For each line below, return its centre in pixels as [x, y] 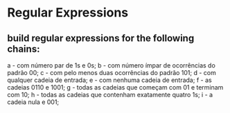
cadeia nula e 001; [33, 102]
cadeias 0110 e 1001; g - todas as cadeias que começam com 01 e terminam [115, 87]
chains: [24, 49]
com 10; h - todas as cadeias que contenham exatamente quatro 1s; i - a [110, 95]
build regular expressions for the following [101, 38]
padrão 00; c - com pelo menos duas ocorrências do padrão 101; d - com [112, 73]
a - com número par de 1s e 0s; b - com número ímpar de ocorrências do [112, 65]
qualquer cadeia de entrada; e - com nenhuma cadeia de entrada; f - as [110, 80]
